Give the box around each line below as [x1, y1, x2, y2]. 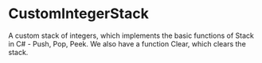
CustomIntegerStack [8, 5, 149, 23]
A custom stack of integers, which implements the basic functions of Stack [8, 31, 255, 40]
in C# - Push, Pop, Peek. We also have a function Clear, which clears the [8, 39, 247, 48]
